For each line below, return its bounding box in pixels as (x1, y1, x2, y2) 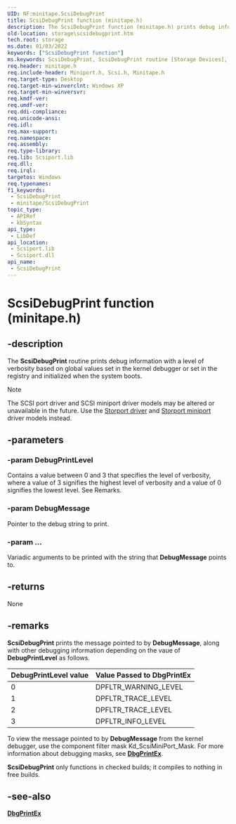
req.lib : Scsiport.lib (7, 154, 74, 162)
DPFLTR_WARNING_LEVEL (95, 682, 184, 692)
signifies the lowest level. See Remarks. (7, 486, 122, 495)
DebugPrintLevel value (11, 670, 89, 680)
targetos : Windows (7, 174, 61, 181)
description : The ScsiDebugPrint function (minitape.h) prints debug (7, 23, 216, 30)
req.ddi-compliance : (7, 108, 68, 115)
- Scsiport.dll (10, 252, 55, 259)
